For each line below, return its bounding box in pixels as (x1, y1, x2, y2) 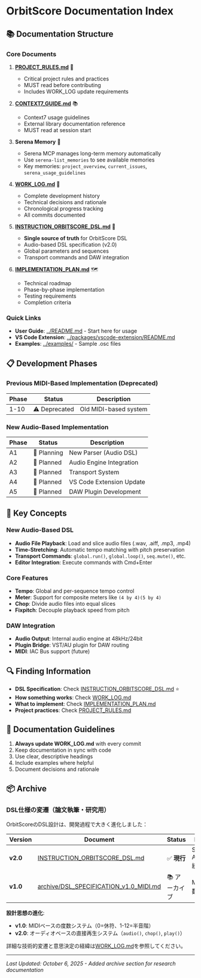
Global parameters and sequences (23, 247, 109, 255)
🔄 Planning (33, 448, 64, 457)
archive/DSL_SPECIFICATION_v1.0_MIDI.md (38, 883, 162, 891)
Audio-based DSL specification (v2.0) (23, 241, 117, 248)
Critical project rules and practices (23, 75, 109, 82)
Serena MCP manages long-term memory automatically (23, 149, 162, 157)
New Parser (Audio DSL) (69, 448, 138, 457)
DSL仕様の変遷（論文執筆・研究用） (6, 806, 111, 814)
